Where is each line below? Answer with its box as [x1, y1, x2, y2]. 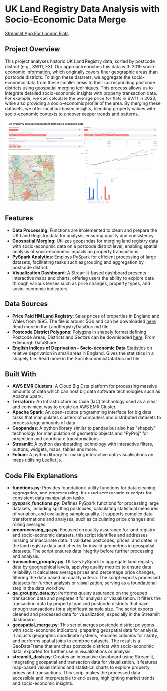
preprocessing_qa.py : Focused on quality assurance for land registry [12, 527, 156, 533]
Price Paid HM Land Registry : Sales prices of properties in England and [12, 313, 160, 319]
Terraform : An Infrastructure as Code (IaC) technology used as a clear [12, 399, 158, 405]
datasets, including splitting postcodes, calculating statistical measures [12, 506, 159, 512]
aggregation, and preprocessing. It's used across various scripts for [12, 490, 152, 496]
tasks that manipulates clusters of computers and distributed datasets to [12, 414, 161, 421]
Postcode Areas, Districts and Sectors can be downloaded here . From [12, 334, 156, 340]
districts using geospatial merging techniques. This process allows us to [5, 85, 153, 91]
